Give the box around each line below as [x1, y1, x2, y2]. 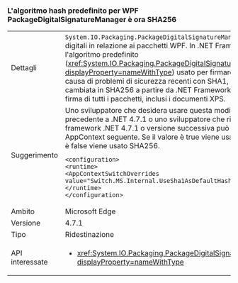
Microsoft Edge [64, 206, 116, 216]
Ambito [11, 206, 35, 216]
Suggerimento [11, 150, 59, 160]
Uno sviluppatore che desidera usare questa [64, 106, 212, 116]
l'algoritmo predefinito [64, 50, 140, 60]
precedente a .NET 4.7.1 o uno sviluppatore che [64, 114, 225, 124]
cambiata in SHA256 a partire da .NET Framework [64, 85, 232, 95]
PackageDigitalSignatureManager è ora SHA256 [7, 14, 177, 24]
